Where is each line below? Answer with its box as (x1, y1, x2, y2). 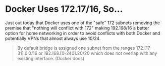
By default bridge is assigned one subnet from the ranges (17, 45, 135, 51)
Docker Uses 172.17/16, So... (5, 3, 123, 15)
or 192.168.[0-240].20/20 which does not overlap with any (38, 50, 157, 56)
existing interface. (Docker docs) (17, 55, 85, 61)
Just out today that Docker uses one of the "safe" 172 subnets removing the (5, 20, 160, 26)
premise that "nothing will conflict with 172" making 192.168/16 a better (5, 25, 150, 31)
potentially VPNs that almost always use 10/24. (5, 35, 101, 41)
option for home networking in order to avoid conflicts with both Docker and (5, 30, 161, 36)
